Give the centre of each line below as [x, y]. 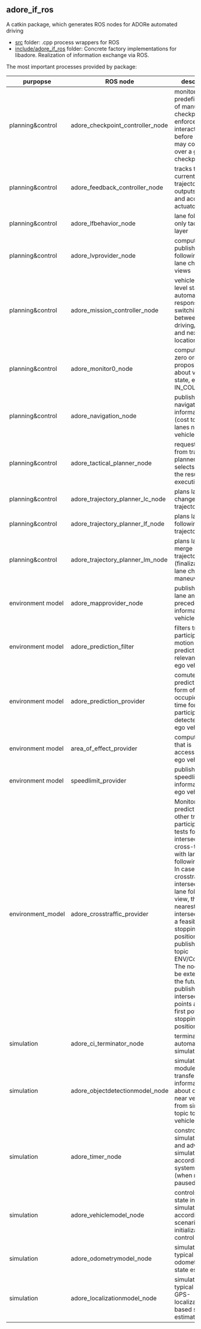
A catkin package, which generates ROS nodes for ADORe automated [92, 24]
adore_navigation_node [104, 416]
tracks [183, 168]
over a [183, 151]
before [184, 136]
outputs [185, 191]
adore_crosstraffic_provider [110, 914]
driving [15, 31]
